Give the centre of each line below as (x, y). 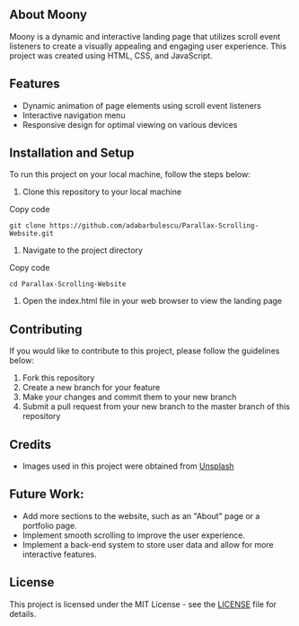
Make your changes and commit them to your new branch (129, 397)
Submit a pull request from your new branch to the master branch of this (156, 407)
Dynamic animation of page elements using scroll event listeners (142, 105)
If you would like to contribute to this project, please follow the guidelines (145, 351)
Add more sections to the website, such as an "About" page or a (141, 515)
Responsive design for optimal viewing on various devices (130, 124)
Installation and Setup (72, 153)
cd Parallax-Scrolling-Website (68, 284)
